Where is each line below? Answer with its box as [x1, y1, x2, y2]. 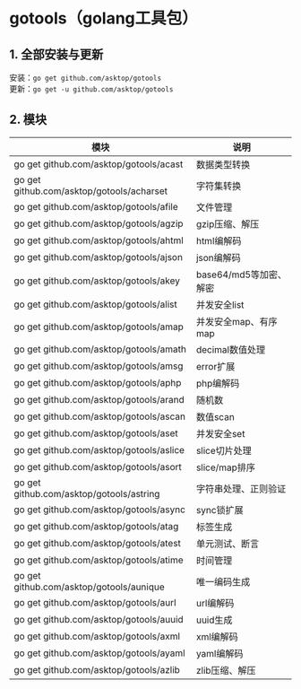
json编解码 [195, 251, 242, 264]
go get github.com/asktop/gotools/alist [13, 298, 177, 310]
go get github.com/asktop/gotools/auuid [13, 613, 184, 625]
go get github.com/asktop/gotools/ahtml [13, 234, 184, 247]
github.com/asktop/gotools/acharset [13, 185, 168, 197]
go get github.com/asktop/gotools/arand [13, 393, 185, 406]
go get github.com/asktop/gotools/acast [13, 158, 184, 170]
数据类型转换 [195, 158, 251, 170]
